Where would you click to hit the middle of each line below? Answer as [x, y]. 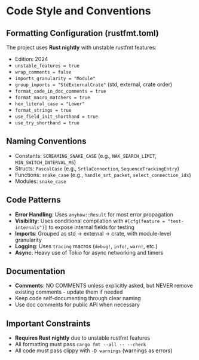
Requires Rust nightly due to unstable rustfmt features [82, 338]
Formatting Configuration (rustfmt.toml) [83, 33]
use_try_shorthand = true [47, 123]
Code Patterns [33, 200]
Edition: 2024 [31, 59]
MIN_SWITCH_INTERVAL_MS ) [45, 162]
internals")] [31, 228]
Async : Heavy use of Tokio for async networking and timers [89, 252]
